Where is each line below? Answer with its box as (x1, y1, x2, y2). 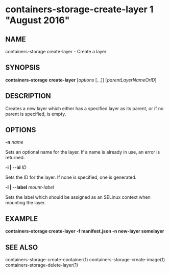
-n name (5, 139, 24, 145)
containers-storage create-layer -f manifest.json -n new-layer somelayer (5, 228, 164, 234)
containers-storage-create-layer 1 (5, 4, 154, 15)
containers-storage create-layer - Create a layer (5, 49, 107, 54)
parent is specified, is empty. (5, 111, 66, 117)
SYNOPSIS (5, 63, 40, 72)
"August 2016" (5, 14, 70, 26)
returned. (5, 155, 25, 161)
